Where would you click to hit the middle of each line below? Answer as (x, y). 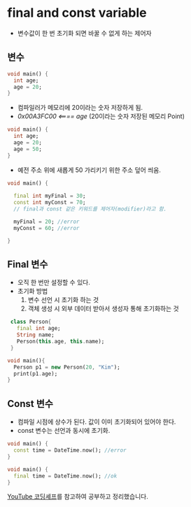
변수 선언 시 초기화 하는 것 (63, 300)
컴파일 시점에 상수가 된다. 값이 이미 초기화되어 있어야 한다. (97, 422)
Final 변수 (28, 265)
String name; (35, 335)
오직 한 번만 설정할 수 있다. (54, 283)
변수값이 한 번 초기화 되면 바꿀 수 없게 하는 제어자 (84, 33)
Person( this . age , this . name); (61, 342)
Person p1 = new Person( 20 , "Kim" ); (67, 367)
